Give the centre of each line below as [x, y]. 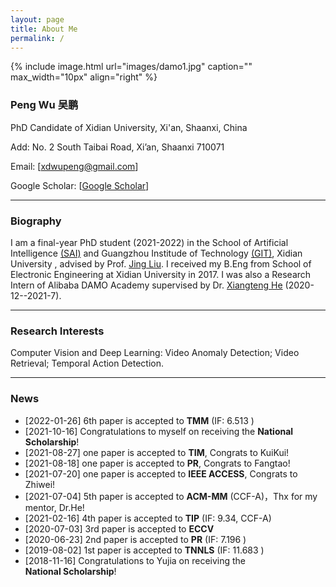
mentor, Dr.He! [54, 507]
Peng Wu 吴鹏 [44, 105]
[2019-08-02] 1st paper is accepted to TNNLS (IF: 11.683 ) [144, 550]
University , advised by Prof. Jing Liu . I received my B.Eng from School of [161, 263]
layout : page [37, 19]
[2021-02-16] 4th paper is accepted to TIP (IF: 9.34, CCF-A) [148, 518]
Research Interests [57, 331]
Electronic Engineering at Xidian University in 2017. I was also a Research [161, 274]
